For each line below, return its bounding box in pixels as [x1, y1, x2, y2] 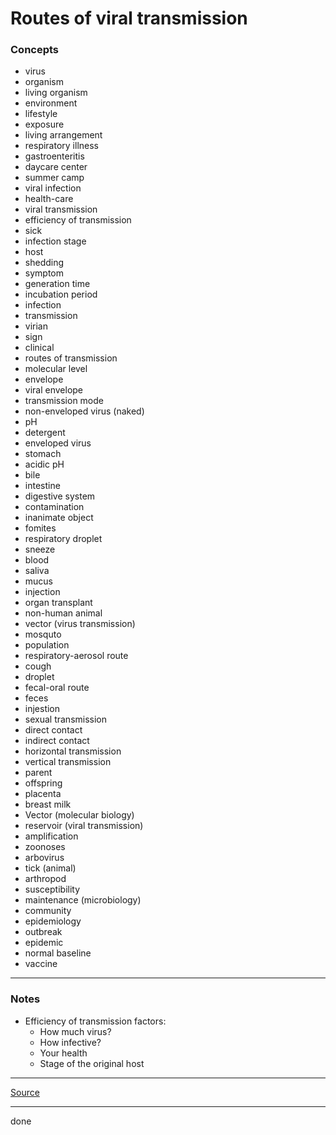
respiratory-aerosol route [24, 650, 129, 662]
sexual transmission [24, 713, 108, 726]
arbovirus [24, 852, 65, 864]
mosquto [24, 628, 62, 641]
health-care [24, 193, 74, 205]
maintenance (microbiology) [24, 894, 142, 906]
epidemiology [24, 915, 82, 927]
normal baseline [24, 947, 92, 959]
